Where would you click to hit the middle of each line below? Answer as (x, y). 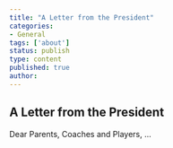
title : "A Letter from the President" (82, 17)
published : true (39, 68)
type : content (36, 59)
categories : (31, 26)
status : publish (39, 51)
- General (28, 34)
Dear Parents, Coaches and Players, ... (81, 134)
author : (24, 76)
